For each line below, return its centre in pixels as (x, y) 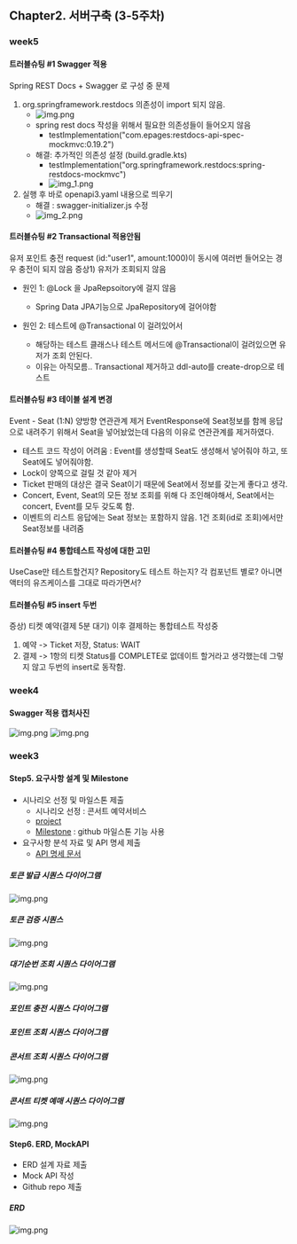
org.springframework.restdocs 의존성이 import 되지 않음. (124, 104)
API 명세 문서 (58, 853)
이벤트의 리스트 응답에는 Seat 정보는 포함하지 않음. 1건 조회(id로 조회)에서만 (152, 517)
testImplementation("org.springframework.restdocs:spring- (157, 164)
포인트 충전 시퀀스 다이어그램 (59, 1008)
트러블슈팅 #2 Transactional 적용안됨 (75, 237)
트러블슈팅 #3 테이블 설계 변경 (61, 399)
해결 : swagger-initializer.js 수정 (92, 205)
